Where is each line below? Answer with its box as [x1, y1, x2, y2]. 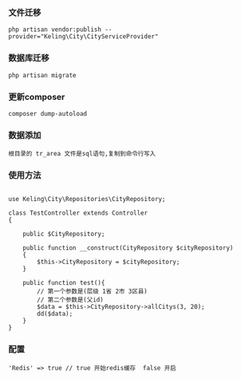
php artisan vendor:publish [8, 26, 102, 34]
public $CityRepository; [22, 230, 105, 239]
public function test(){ [22, 279, 105, 287]
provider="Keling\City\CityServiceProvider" [8, 33, 159, 41]
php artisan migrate [8, 71, 77, 79]
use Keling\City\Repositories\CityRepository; [8, 195, 166, 203]
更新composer [8, 91, 65, 102]
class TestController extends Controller [8, 209, 148, 217]
